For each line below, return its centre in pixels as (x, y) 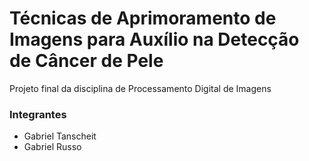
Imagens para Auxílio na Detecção (154, 39)
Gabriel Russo (52, 147)
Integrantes (38, 114)
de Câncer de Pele (86, 61)
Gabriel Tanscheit (60, 136)
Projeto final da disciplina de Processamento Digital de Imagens (140, 88)
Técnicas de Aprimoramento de (143, 18)
